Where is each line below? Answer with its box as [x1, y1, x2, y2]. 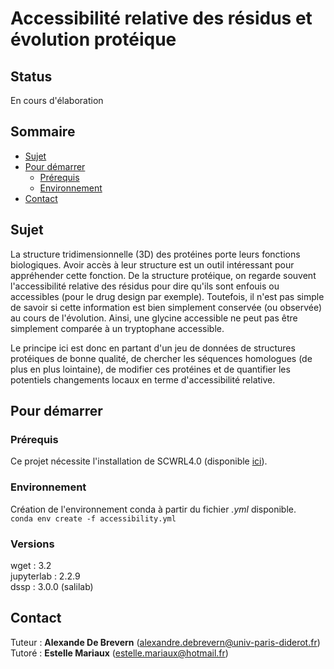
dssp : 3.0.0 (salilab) [10, 580, 94, 592]
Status [10, 68, 53, 85]
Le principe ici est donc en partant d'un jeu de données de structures [10, 342, 296, 354]
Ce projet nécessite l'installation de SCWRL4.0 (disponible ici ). [10, 455, 268, 467]
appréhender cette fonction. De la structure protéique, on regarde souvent [10, 269, 317, 281]
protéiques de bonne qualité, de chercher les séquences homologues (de [10, 352, 313, 364]
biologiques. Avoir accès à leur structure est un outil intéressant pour [10, 258, 295, 271]
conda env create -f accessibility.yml [10, 513, 177, 524]
